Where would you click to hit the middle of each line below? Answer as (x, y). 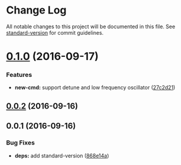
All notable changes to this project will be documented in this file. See (91, 26)
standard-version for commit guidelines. (55, 32)
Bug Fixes (21, 143)
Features (19, 75)
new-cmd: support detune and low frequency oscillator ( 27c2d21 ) (95, 87)
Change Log (36, 10)
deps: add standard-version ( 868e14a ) (62, 156)
